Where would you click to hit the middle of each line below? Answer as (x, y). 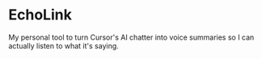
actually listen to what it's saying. (63, 45)
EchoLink (40, 15)
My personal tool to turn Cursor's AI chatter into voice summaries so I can (131, 37)
